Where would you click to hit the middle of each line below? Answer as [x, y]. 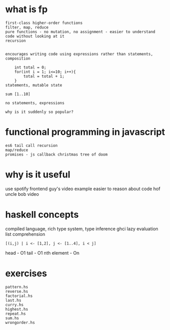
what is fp [27, 9]
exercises [26, 273]
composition [18, 58]
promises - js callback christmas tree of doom [57, 154]
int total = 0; [30, 67]
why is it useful [38, 175]
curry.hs [14, 305]
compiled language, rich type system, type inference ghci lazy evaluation [82, 229]
